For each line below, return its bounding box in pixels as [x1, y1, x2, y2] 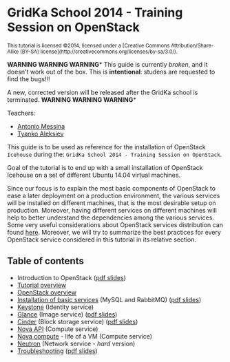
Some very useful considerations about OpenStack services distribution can [7, 220, 224, 228]
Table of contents [7, 255, 84, 267]
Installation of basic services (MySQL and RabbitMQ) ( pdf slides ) [17, 295, 202, 304]
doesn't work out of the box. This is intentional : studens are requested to [7, 67, 216, 76]
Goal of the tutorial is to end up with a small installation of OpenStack [7, 163, 203, 171]
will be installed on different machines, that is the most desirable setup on [7, 198, 216, 207]
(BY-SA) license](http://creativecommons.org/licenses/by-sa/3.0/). [19, 48, 178, 55]
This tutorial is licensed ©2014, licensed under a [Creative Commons [7, 42, 170, 49]
